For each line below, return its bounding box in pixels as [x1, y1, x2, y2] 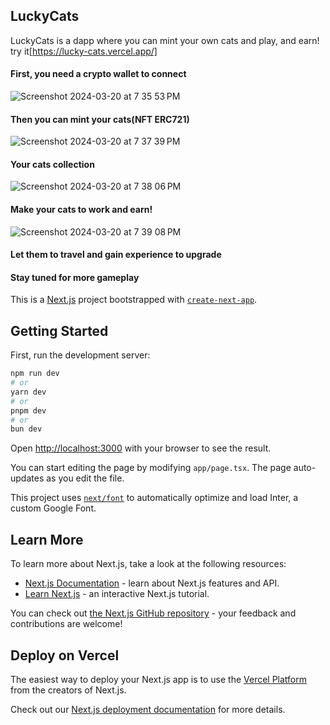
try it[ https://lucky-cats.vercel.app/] [10, 45, 158, 57]
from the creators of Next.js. [10, 684, 127, 696]
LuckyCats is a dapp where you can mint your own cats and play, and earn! [10, 34, 320, 46]
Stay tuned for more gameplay [10, 271, 140, 283]
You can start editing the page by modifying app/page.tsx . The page [10, 462, 292, 474]
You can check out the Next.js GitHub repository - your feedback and [10, 607, 297, 619]
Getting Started [10, 322, 109, 339]
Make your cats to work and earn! [10, 204, 153, 216]
